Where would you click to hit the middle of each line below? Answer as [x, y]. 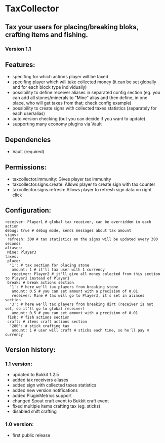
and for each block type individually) [49, 87]
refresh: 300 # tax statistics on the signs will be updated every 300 [82, 239]
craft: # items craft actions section [47, 322]
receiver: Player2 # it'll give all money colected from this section [86, 274]
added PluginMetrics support [42, 396]
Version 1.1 [18, 49]
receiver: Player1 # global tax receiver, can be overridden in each [78, 222]
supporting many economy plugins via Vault [57, 124]
